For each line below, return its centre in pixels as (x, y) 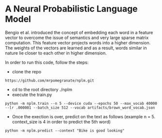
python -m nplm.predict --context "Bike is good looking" (65, 131)
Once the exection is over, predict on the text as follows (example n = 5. (84, 116)
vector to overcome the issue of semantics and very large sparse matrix (77, 38)
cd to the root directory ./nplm (42, 89)
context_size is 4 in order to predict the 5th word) (61, 122)
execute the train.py (32, 95)
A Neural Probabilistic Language (72, 9)
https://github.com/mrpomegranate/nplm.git (50, 81)
